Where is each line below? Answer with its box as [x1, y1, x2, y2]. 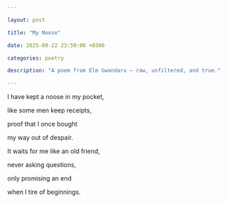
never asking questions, [7, 161, 76, 169]
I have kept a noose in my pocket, [7, 93, 104, 101]
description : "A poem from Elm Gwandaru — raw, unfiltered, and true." [7, 67, 221, 74]
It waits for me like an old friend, [7, 147, 100, 155]
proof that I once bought [7, 120, 78, 129]
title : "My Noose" [7, 29, 61, 36]
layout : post [7, 16, 46, 23]
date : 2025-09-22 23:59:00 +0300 [7, 41, 105, 49]
